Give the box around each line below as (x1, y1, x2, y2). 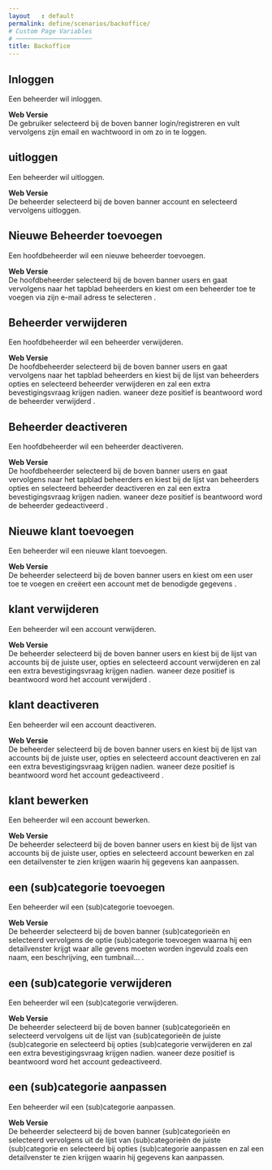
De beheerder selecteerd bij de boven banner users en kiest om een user (8, 571, 253, 580)
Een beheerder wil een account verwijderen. (8, 624, 157, 633)
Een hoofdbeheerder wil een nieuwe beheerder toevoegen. (8, 250, 205, 261)
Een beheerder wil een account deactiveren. (8, 720, 157, 730)
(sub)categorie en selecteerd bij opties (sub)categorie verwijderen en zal (8, 1040, 253, 1049)
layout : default (8, 11, 75, 20)
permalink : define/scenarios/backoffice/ (8, 20, 151, 28)
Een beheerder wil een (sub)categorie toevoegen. (8, 902, 175, 912)
